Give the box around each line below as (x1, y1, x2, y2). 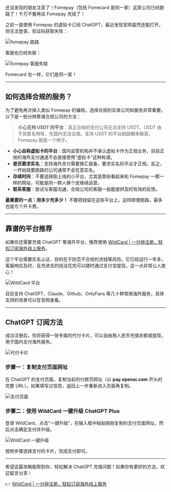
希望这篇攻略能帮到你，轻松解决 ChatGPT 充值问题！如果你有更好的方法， (5, 463, 161, 470)
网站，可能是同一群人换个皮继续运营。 (21, 179, 102, 186)
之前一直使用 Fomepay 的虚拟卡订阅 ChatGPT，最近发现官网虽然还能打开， (5, 22, 163, 28)
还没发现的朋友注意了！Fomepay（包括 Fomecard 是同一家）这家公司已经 (5, 5, 160, 10)
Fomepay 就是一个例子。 (17, 137, 70, 143)
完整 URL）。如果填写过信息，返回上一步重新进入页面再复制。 (5, 382, 134, 389)
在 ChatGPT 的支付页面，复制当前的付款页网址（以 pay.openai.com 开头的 (5, 376, 163, 382)
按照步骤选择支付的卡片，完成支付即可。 (5, 448, 90, 454)
